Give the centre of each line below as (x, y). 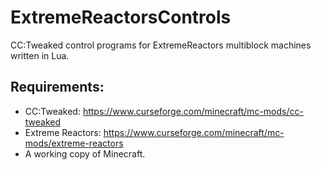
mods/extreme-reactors (74, 143)
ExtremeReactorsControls (121, 17)
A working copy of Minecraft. (85, 153)
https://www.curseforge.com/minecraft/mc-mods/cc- (193, 111)
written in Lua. (40, 55)
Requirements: (57, 87)
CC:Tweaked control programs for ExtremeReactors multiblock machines (161, 45)
